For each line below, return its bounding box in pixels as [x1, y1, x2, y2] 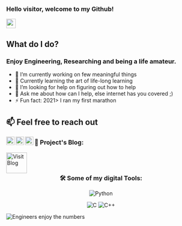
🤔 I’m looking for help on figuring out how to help [14, 83, 136, 90]
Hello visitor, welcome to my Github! [6, 5, 114, 13]
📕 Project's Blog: [34, 138, 84, 146]
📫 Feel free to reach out [6, 117, 98, 128]
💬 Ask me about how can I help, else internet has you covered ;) [14, 90, 174, 97]
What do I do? [6, 39, 59, 49]
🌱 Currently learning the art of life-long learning [14, 77, 133, 84]
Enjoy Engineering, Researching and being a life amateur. [6, 57, 177, 65]
